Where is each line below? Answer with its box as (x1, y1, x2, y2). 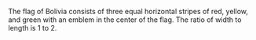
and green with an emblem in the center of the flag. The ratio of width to (8, 15, 242, 24)
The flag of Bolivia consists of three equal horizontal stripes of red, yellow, (8, 7, 249, 16)
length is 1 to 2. (8, 24, 57, 32)
